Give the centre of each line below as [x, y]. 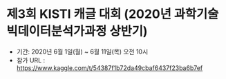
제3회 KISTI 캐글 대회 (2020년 [89, 14]
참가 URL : [31, 60]
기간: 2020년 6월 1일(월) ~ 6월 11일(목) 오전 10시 [82, 52]
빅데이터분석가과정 [57, 31]
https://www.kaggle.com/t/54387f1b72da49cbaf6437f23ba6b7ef [110, 68]
